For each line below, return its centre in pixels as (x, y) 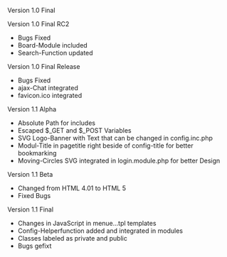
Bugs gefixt (35, 246)
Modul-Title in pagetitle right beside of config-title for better (105, 146)
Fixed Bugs (34, 196)
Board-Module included (52, 45)
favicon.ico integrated (50, 95)
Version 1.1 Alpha (32, 109)
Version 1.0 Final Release (44, 66)
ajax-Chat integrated (48, 88)
